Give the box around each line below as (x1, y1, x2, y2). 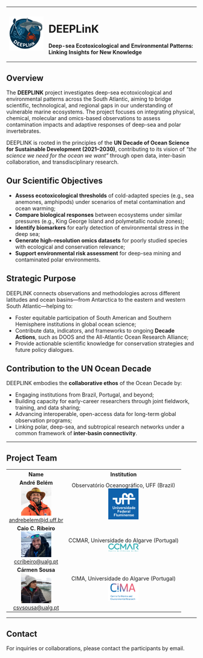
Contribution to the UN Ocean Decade (6, 363, 152, 374)
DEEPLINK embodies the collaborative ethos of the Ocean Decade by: (6, 380, 182, 387)
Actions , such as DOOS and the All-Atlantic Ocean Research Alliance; (14, 333, 189, 340)
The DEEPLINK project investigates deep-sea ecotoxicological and (6, 89, 172, 96)
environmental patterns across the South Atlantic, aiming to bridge (6, 95, 172, 103)
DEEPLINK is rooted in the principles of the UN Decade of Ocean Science (6, 139, 190, 146)
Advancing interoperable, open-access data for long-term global (14, 410, 176, 418)
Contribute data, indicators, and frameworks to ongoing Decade (14, 327, 175, 334)
